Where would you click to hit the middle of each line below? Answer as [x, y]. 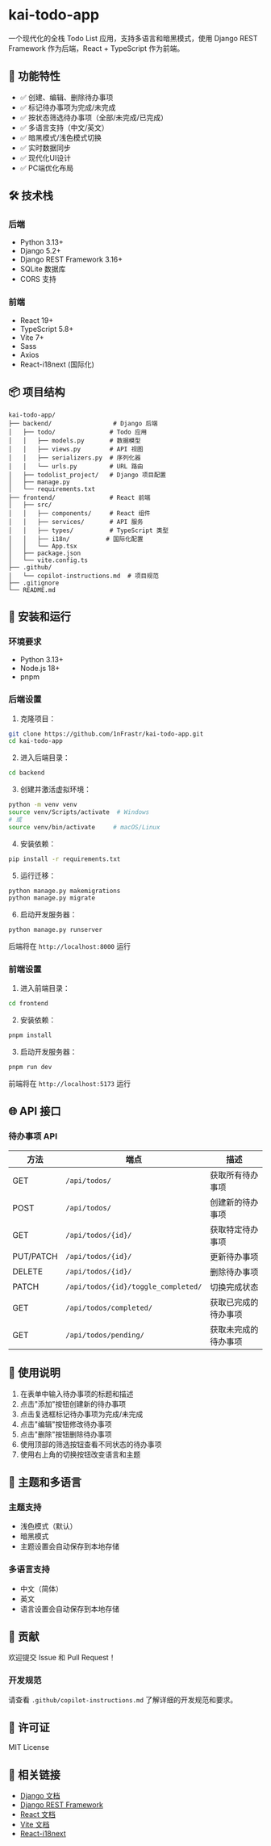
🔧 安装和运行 [40, 617]
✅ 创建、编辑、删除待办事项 [67, 97]
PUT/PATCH [35, 1256]
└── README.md [32, 590]
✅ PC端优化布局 [47, 168]
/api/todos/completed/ [109, 1307]
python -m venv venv [43, 805]
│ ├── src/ [30, 505]
